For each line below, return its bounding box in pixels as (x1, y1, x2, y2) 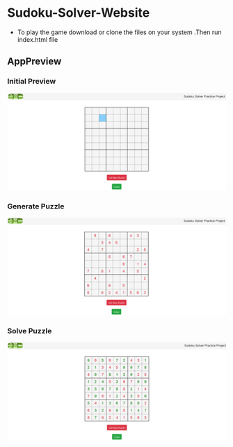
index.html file (17, 35, 58, 43)
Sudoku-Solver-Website (7, 5, 150, 21)
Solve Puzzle (7, 326, 52, 335)
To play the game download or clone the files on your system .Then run (17, 28, 222, 36)
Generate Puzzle (7, 201, 65, 211)
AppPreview (7, 56, 62, 68)
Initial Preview (7, 77, 56, 86)
